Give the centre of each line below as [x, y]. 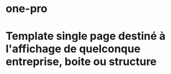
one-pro [27, 9]
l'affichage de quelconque [73, 49]
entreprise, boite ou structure [81, 62]
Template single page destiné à [85, 36]
